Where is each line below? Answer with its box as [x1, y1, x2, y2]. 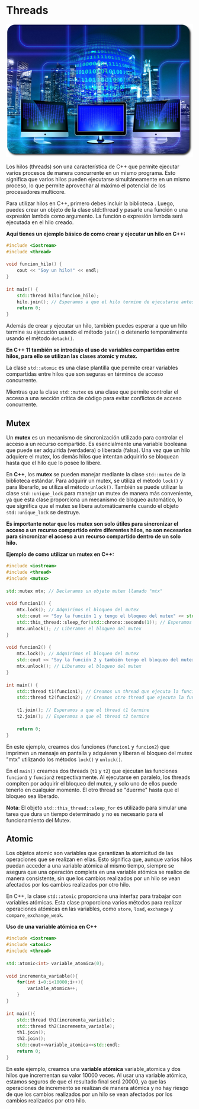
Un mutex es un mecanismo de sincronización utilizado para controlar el [6, 434, 184, 441]
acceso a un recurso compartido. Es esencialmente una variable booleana [6, 441, 187, 448]
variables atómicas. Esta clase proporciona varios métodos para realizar [6, 899, 182, 906]
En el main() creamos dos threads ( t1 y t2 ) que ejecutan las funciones [6, 767, 178, 774]
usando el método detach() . [6, 335, 75, 342]
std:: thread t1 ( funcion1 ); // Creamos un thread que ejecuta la [17, 688, 179, 695]
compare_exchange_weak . [6, 912, 64, 919]
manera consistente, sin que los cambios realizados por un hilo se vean [6, 875, 181, 882]
